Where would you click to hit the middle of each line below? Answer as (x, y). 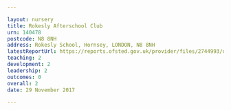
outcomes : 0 (24, 77)
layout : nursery (30, 19)
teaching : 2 (24, 58)
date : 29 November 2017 (41, 90)
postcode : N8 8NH (32, 38)
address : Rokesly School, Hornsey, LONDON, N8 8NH (81, 45)
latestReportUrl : (32, 52)
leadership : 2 (27, 70)
